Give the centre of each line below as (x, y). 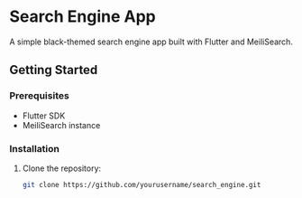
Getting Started (54, 70)
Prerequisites (39, 96)
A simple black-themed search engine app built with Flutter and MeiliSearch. (151, 42)
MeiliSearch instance (61, 125)
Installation (35, 148)
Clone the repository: (62, 168)
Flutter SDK (44, 116)
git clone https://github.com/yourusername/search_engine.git (142, 184)
